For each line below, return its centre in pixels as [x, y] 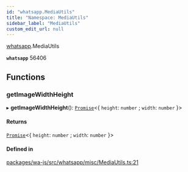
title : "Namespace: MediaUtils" [47, 18]
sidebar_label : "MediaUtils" [43, 23]
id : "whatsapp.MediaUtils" [41, 12]
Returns [17, 122]
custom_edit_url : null [35, 29]
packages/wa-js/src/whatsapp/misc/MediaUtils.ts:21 [72, 162]
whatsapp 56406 [27, 58]
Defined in [20, 149]
